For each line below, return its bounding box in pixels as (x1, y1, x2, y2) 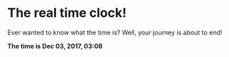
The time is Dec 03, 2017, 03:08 (7, 42, 103, 50)
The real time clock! (7, 5, 127, 21)
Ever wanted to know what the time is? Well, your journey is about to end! (7, 28, 223, 37)
